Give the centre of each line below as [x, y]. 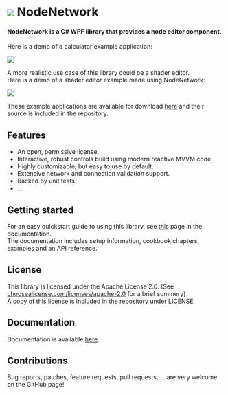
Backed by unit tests [46, 181]
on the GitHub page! [36, 385]
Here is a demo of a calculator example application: [80, 47]
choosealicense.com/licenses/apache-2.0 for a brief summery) [96, 293]
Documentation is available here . [53, 339]
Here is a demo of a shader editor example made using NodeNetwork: [106, 80]
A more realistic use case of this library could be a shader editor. [99, 73]
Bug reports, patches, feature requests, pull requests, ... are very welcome [112, 377]
